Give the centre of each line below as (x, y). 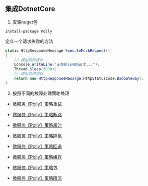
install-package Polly (29, 31)
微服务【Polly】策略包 (35, 167)
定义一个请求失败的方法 (29, 41)
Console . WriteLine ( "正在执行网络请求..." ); (57, 65)
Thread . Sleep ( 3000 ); (35, 69)
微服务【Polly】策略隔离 (37, 136)
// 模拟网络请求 (29, 60)
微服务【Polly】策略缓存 (37, 157)
